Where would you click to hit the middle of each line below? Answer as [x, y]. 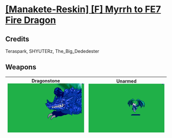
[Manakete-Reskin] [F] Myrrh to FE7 [83, 9]
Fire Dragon [31, 20]
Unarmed [126, 81]
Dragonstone [46, 81]
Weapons [21, 67]
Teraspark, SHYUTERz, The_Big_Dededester [52, 51]
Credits [17, 39]
